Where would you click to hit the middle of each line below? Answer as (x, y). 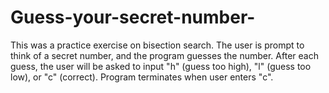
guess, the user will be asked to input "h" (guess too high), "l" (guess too (161, 66)
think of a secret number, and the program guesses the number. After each (164, 55)
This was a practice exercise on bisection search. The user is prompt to (157, 45)
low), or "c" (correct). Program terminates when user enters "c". (142, 77)
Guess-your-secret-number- (133, 17)
